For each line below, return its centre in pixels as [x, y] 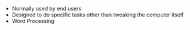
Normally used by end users [47, 9]
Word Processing [33, 21]
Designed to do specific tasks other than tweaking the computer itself [98, 15]
